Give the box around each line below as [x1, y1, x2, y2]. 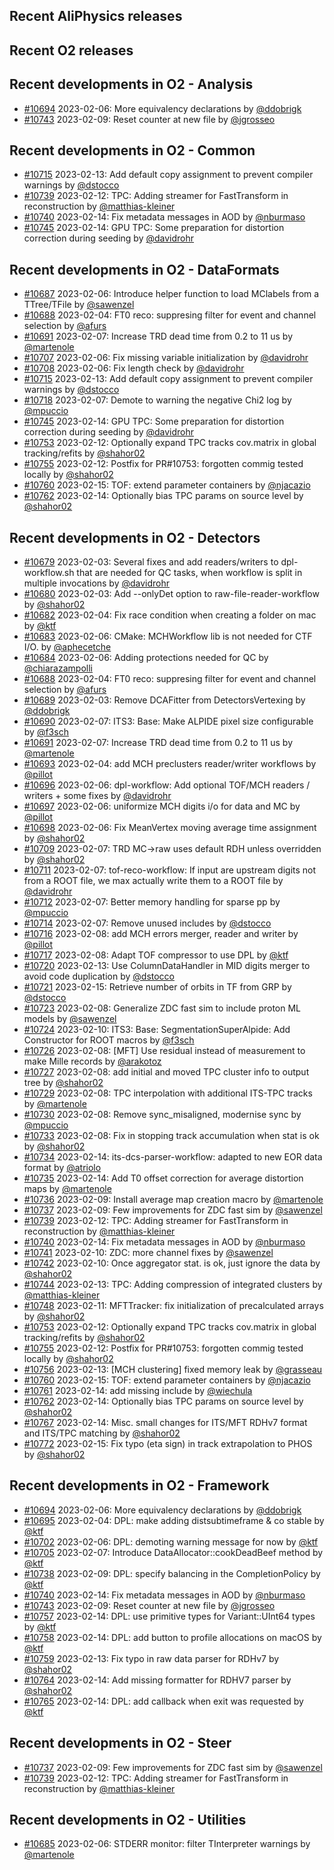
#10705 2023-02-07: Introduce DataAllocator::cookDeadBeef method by [23, 1546, 324, 1558]
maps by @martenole [23, 1183, 112, 1195]
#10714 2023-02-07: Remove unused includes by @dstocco [23, 917, 272, 929]
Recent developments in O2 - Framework [9, 1477, 270, 1494]
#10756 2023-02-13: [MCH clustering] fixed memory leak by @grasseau [23, 1364, 323, 1376]
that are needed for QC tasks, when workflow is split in [76, 567, 303, 579]
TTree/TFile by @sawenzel [23, 299, 135, 311]
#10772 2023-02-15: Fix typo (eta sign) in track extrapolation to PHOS [23, 1438, 313, 1450]
